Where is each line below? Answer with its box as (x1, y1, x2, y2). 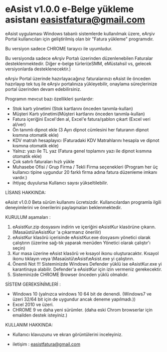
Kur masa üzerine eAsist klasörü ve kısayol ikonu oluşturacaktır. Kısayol (12, 250, 159, 256)
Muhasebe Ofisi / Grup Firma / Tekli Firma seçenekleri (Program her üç (12, 164, 158, 170)
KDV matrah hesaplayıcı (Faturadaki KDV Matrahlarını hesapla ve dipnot (12, 137, 160, 143)
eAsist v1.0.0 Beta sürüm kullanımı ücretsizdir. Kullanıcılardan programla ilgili (5, 199, 162, 205)
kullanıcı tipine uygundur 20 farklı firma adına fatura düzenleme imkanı (12, 169, 158, 175)
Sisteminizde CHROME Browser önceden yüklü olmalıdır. (12, 271, 129, 278)
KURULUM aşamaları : (5, 214, 51, 220)
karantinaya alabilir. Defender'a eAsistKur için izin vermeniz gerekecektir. (12, 266, 162, 272)
